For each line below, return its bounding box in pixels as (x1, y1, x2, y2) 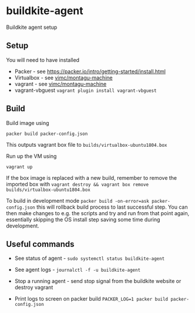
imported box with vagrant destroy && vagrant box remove (6, 180, 149, 187)
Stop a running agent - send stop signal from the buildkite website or (14, 278, 181, 285)
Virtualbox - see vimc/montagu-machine (14, 74, 113, 81)
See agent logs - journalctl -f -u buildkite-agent (14, 266, 141, 274)
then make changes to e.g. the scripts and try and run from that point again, (6, 209, 190, 216)
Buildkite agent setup (6, 24, 58, 31)
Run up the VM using (6, 152, 57, 160)
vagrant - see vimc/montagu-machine (14, 80, 107, 87)
